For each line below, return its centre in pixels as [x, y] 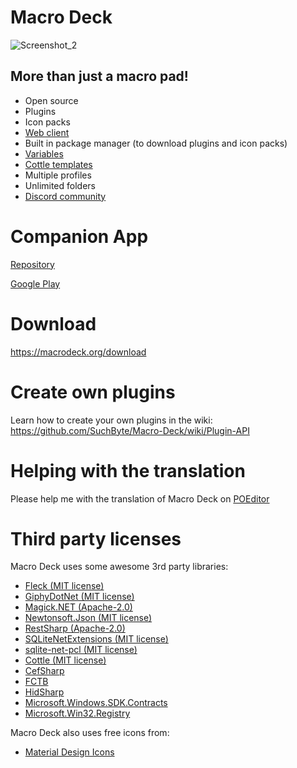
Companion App [79, 236]
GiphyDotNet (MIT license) [79, 597]
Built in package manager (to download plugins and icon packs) [156, 143]
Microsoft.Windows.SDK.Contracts [96, 703]
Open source [51, 100]
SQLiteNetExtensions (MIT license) [96, 639]
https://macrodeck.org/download [78, 352]
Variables [44, 153]
